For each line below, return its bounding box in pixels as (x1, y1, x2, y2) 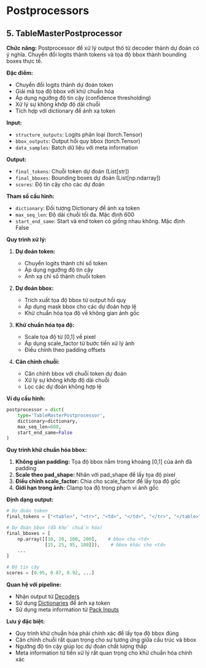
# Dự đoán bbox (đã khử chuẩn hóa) (6, 525, 103, 531)
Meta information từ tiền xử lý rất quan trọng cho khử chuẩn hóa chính (15, 649, 193, 656)
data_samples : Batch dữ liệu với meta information (15, 144, 138, 151)
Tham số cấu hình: (6, 192, 55, 200)
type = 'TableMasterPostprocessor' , (17, 412, 105, 419)
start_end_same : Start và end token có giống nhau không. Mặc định (15, 218, 185, 224)
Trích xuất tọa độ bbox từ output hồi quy (24, 297, 127, 303)
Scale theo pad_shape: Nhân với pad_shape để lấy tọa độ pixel (15, 471, 176, 479)
